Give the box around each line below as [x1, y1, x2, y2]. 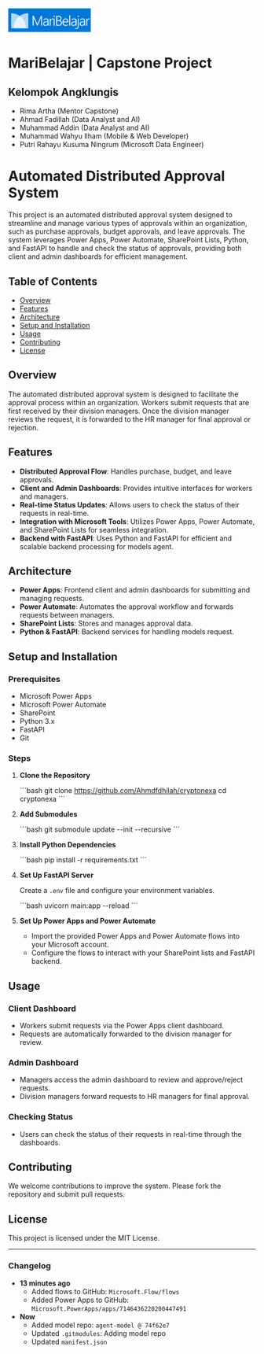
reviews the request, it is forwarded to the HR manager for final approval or [8, 414, 251, 424]
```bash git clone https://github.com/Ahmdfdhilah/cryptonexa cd [19, 786, 227, 795]
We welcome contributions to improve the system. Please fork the [8, 1181, 222, 1191]
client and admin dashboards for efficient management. [8, 252, 189, 261]
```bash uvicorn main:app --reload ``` [19, 901, 138, 910]
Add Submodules [19, 810, 78, 819]
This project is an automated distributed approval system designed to [8, 210, 233, 220]
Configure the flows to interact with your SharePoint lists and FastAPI [31, 948, 255, 957]
